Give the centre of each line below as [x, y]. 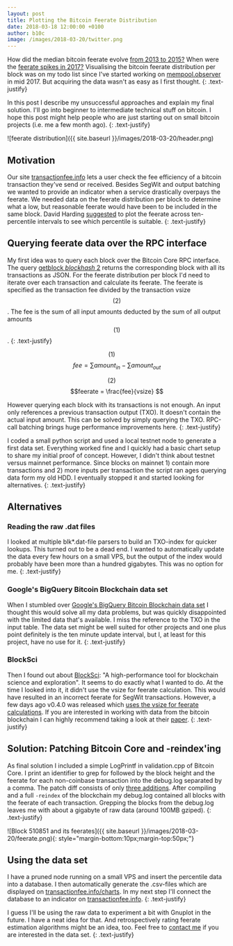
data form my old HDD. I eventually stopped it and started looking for [106, 478]
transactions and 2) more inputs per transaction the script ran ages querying [117, 470]
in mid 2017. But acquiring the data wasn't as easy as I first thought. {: [107, 82]
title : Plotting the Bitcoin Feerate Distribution [82, 20]
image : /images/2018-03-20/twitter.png [65, 40]
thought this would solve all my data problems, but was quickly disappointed [117, 612]
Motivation [31, 160]
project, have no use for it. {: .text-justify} [66, 641]
